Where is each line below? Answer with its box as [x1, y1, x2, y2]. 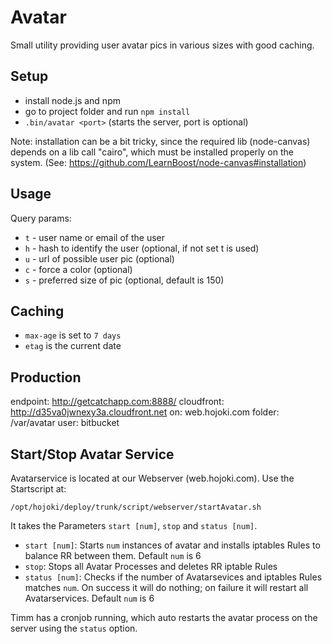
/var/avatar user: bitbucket [10, 417, 120, 429]
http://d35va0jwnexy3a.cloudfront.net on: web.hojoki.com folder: [10, 406, 280, 418]
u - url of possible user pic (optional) [24, 252, 175, 265]
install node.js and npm [24, 94, 121, 106]
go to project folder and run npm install [24, 105, 191, 117]
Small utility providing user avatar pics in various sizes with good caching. [10, 39, 315, 51]
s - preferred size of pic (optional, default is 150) [24, 274, 225, 286]
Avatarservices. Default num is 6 [24, 592, 155, 604]
